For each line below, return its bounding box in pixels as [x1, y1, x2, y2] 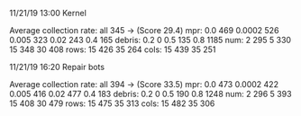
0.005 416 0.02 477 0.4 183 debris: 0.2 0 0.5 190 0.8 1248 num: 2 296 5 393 [9, 89, 292, 99]
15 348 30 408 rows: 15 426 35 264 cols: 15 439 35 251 [9, 44, 216, 55]
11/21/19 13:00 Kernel [9, 8, 87, 18]
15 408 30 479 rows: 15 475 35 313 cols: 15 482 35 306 [9, 98, 215, 109]
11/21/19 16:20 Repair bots [9, 62, 105, 72]
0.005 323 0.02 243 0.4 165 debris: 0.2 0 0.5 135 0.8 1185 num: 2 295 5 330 [9, 35, 291, 45]
